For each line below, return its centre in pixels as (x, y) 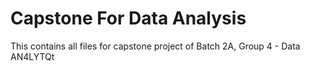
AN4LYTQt (32, 56)
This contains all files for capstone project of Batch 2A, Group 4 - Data (155, 46)
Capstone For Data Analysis (128, 18)
